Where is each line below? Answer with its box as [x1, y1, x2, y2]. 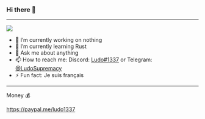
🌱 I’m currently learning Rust [15, 42, 87, 50]
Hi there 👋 [6, 5, 37, 14]
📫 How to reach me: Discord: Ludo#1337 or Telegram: [15, 56, 153, 63]
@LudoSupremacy [15, 65, 62, 72]
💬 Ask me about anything [15, 49, 79, 56]
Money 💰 [6, 92, 31, 99]
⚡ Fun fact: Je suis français [15, 72, 84, 79]
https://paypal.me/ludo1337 [6, 106, 76, 113]
